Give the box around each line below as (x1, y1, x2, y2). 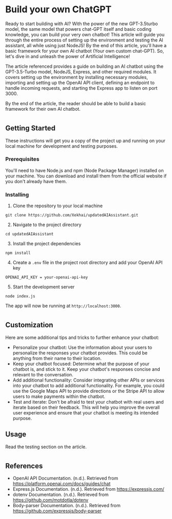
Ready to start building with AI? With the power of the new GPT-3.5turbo (5, 21, 158, 27)
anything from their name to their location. (12, 355, 102, 361)
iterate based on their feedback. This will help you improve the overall (12, 404, 160, 410)
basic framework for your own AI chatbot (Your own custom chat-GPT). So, (5, 48, 164, 54)
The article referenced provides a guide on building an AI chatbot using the (5, 63, 164, 69)
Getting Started (5, 124, 56, 133)
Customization (5, 321, 54, 329)
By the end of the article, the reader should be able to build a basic (5, 100, 146, 106)
